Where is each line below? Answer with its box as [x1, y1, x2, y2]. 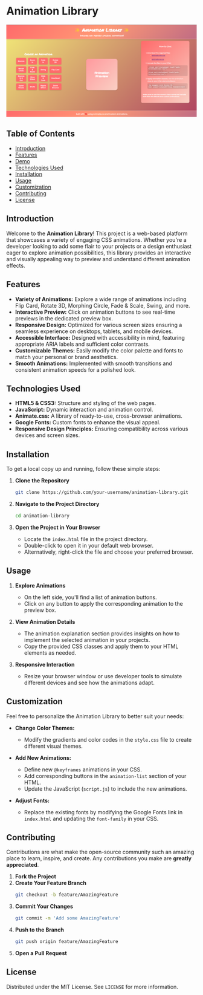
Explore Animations [14, 582, 66, 589]
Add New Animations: [14, 754, 71, 761]
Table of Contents [6, 129, 76, 139]
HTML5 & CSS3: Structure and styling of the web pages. [14, 400, 156, 407]
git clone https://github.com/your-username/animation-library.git [14, 490, 188, 496]
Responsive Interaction [14, 661, 75, 668]
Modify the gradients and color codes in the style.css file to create [24, 736, 192, 743]
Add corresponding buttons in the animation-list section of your [24, 772, 187, 779]
